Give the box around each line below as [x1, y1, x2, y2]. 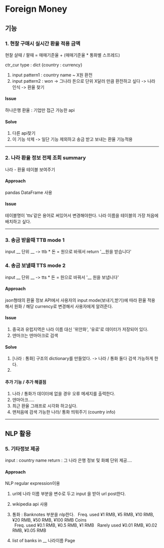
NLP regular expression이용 [5, 480, 60, 486]
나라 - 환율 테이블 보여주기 [5, 167, 55, 172]
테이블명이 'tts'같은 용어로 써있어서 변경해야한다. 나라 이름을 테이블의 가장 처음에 [5, 212, 159, 218]
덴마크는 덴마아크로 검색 [12, 332, 59, 338]
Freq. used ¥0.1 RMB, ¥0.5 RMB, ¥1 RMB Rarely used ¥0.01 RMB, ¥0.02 [14, 523, 158, 528]
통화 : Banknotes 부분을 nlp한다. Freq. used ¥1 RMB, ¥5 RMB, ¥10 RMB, [12, 512, 155, 518]
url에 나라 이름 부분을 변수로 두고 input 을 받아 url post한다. [12, 491, 126, 497]
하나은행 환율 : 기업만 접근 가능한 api [5, 107, 75, 113]
